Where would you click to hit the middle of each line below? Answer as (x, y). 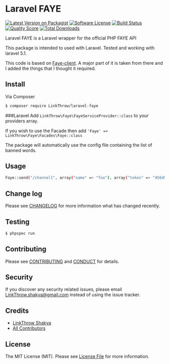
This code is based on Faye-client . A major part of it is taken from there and (84, 63)
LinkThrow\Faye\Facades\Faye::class (44, 135)
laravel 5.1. (16, 53)
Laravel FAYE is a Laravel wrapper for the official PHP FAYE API (71, 38)
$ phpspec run (20, 233)
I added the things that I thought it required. (51, 68)
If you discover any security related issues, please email (64, 290)
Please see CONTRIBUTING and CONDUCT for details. (62, 261)
